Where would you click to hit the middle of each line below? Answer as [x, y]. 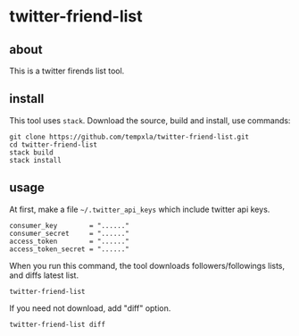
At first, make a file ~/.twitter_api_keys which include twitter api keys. [140, 209]
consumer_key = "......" [69, 225]
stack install [36, 160]
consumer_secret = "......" [69, 233]
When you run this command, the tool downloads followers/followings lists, [147, 265]
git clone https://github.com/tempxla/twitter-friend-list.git [129, 137]
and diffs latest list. [44, 275]
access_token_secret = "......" [69, 249]
